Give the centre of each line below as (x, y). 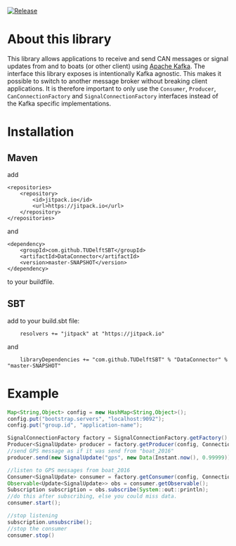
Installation (41, 132)
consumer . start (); (34, 503)
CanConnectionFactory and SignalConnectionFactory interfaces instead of (113, 96)
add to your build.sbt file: (44, 320)
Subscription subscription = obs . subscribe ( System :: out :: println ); (108, 490)
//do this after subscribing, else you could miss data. (92, 496)
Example (33, 393)
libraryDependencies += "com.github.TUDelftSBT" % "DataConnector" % (124, 359)
